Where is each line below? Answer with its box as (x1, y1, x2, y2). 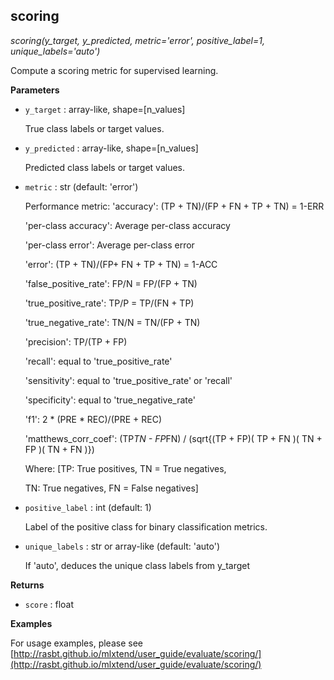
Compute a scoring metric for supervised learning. (10, 64, 219, 76)
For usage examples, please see (10, 637, 143, 649)
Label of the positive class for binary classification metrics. (24, 520, 268, 533)
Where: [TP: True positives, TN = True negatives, (24, 462, 227, 474)
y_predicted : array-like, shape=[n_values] (24, 142, 199, 154)
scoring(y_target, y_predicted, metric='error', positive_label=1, (10, 34, 265, 46)
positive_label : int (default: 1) (24, 501, 152, 513)
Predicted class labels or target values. (24, 161, 186, 173)
